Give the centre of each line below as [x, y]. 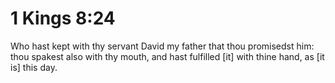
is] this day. [34, 67]
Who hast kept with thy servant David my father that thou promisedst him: [162, 46]
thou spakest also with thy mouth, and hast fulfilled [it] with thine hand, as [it [167, 56]
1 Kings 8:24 [63, 18]
